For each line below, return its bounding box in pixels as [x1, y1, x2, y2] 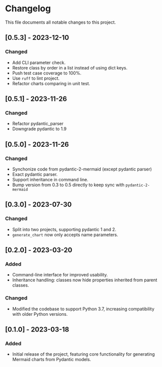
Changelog [5, 3, 51, 14]
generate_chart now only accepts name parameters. [12, 232, 118, 237]
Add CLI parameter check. [12, 60, 66, 66]
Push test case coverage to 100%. [12, 70, 82, 76]
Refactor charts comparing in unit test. [12, 80, 90, 86]
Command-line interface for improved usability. [12, 272, 108, 278]
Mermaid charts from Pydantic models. [12, 357, 91, 363]
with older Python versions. [12, 311, 68, 317]
